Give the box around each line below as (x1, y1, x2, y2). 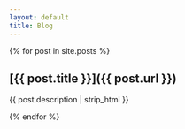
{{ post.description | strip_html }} (9, 95, 130, 105)
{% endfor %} (9, 111, 60, 122)
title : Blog (9, 21, 53, 30)
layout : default (9, 12, 69, 22)
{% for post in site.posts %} (9, 45, 111, 56)
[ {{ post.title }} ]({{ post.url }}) (9, 71, 177, 86)
